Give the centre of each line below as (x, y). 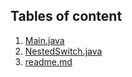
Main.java (44, 40)
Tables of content (66, 16)
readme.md (48, 61)
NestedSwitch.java (63, 51)
